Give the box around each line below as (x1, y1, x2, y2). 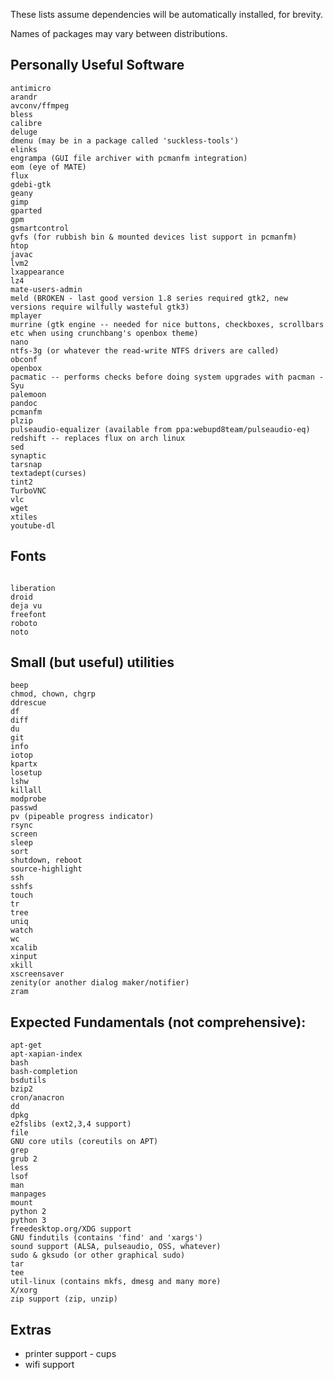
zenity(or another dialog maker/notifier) (10, 978, 190, 988)
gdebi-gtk (10, 179, 52, 189)
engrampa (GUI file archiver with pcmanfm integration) (10, 153, 248, 163)
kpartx (10, 759, 38, 769)
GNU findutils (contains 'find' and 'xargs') (10, 1233, 203, 1243)
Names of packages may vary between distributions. (10, 28, 228, 39)
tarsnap (10, 459, 43, 469)
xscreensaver (10, 969, 65, 979)
